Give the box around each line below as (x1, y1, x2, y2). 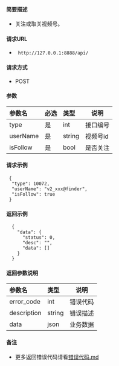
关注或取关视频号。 (14, 20, 63, 27)
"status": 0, (22, 235, 56, 241)
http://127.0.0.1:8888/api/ (18, 50, 89, 56)
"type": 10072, (11, 181, 50, 187)
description (9, 309, 42, 318)
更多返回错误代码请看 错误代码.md (14, 353, 99, 361)
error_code (9, 298, 41, 306)
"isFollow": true (11, 191, 56, 198)
